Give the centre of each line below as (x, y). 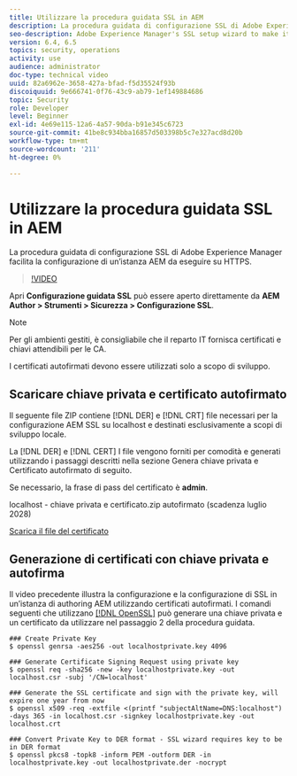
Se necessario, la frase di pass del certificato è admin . (109, 487)
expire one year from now (57, 701)
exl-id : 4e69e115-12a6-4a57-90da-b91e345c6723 (96, 125)
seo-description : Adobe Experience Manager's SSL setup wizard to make (144, 34)
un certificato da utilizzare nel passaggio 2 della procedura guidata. (132, 623)
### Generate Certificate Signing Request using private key (124, 662)
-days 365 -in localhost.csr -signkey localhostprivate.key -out (132, 717)
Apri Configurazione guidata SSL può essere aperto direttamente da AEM (145, 296)
